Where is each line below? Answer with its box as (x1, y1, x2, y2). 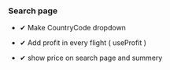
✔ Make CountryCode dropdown (19, 23, 126, 33)
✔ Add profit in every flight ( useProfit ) (19, 38, 147, 47)
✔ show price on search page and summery (19, 53, 163, 63)
